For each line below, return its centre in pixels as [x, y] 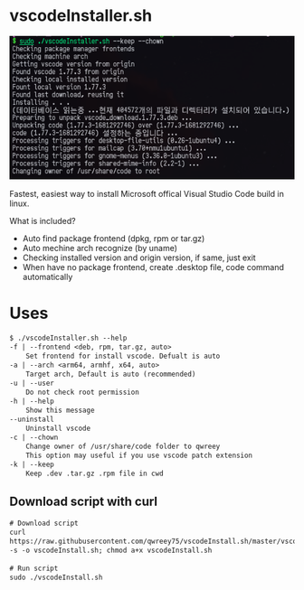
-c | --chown [34, 438]
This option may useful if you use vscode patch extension [139, 456]
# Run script [34, 569]
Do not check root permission [83, 393]
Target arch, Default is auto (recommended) [111, 375]
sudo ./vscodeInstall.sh [56, 578]
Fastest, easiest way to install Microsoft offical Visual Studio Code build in [147, 193]
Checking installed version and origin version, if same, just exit [139, 258]
